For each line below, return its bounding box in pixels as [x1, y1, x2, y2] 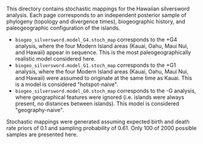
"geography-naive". [15, 107, 64, 113]
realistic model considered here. [15, 55, 96, 62]
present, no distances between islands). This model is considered [15, 100, 180, 107]
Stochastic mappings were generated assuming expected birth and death [6, 118, 190, 125]
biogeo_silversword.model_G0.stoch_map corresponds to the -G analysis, [15, 87, 196, 94]
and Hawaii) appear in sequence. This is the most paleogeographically [15, 49, 191, 56]
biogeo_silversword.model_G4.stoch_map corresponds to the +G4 [15, 36, 178, 43]
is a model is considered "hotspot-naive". [15, 81, 118, 88]
